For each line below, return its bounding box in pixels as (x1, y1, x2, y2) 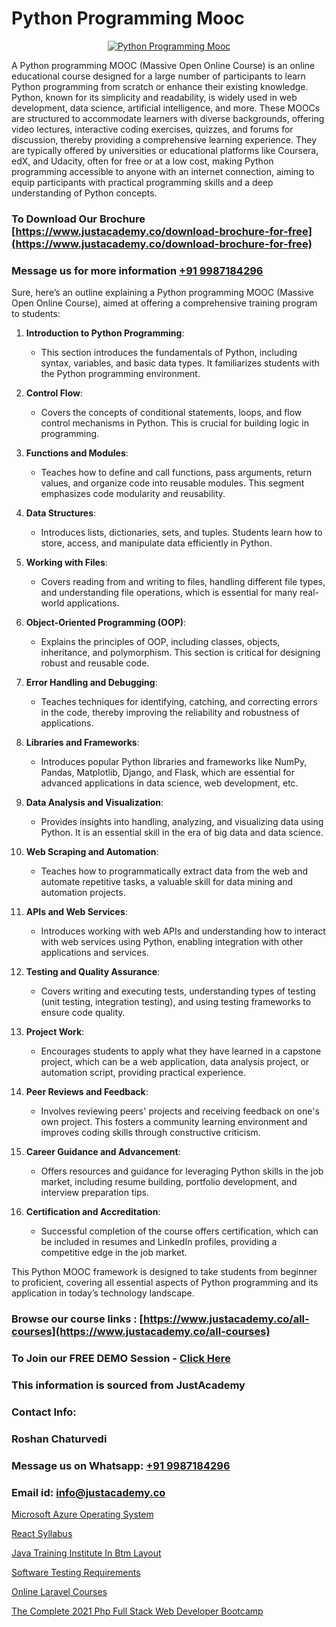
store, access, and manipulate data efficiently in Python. (40, 537, 273, 549)
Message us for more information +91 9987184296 (11, 263, 264, 277)
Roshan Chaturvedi (11, 1432, 108, 1446)
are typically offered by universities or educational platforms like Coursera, (11, 144, 319, 156)
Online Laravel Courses (11, 1585, 108, 1597)
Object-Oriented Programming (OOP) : (25, 617, 187, 629)
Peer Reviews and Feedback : (25, 1086, 149, 1098)
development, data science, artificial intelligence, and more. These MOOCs (11, 102, 321, 114)
